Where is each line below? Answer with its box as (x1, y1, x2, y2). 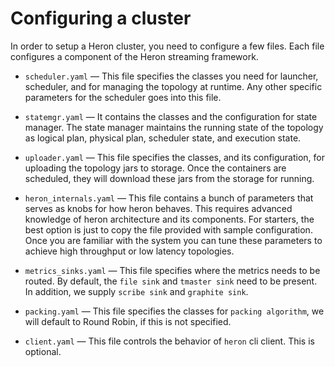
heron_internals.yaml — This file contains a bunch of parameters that (24, 192, 314, 204)
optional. (24, 345, 62, 357)
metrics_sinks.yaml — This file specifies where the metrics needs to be (24, 264, 321, 276)
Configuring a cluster (10, 7, 192, 30)
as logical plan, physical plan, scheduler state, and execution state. (24, 132, 302, 144)
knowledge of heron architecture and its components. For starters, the (24, 213, 315, 225)
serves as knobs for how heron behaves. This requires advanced (24, 202, 293, 214)
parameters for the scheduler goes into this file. (24, 91, 222, 103)
